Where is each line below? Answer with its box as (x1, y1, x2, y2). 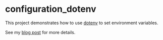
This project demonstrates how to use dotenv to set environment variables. (5, 20, 159, 26)
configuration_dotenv (5, 3, 97, 15)
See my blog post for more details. (5, 29, 76, 35)
